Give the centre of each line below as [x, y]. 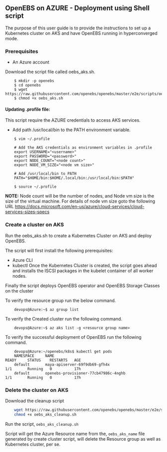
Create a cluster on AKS [35, 225]
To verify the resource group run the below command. [61, 301]
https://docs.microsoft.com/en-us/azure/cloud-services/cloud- [80, 207]
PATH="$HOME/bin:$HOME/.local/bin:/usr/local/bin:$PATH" [74, 178]
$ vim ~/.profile [32, 139]
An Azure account [31, 62]
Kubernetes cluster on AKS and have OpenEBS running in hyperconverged [81, 33]
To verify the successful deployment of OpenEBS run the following [73, 337]
